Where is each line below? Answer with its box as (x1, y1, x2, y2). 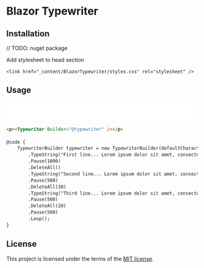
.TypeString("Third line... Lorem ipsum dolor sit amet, (28, 190, 175, 196)
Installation (6, 28, 50, 39)
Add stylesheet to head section (6, 56, 84, 63)
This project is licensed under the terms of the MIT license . (6, 255, 154, 262)
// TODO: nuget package (6, 44, 68, 52)
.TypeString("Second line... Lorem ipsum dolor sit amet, (28, 171, 178, 177)
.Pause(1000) (28, 158, 61, 164)
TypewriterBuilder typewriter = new (17, 146, 110, 152)
